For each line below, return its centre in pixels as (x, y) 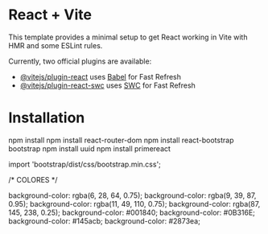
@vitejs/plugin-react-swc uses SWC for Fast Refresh (107, 85)
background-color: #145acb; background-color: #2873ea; (105, 221)
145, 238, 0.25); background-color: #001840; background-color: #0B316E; (132, 212)
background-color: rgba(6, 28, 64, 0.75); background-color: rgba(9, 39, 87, (132, 195)
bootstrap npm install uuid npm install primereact (90, 148)
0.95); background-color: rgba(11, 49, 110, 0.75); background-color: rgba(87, (134, 203)
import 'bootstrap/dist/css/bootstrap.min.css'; (85, 164)
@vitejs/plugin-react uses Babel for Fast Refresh (101, 76)
